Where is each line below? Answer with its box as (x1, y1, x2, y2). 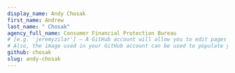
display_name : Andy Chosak (7, 10, 86, 17)
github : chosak (7, 49, 52, 56)
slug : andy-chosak (7, 56, 61, 63)
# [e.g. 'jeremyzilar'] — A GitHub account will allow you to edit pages (7, 36, 227, 43)
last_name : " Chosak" (7, 23, 71, 30)
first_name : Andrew (7, 17, 64, 24)
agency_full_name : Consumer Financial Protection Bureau (7, 29, 177, 37)
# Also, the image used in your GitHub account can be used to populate (7, 42, 224, 49)
